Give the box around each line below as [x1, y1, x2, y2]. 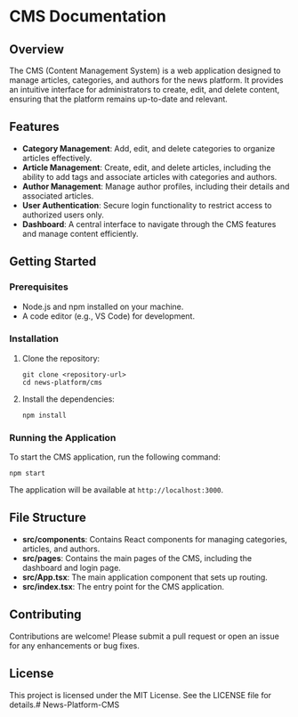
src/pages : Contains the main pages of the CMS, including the [21, 552, 252, 563]
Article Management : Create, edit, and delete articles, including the [21, 162, 271, 173]
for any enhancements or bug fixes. [9, 640, 141, 651]
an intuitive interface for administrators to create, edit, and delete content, [9, 85, 280, 94]
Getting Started [9, 254, 97, 269]
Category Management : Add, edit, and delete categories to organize [21, 143, 276, 153]
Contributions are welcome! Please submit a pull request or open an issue [9, 631, 280, 641]
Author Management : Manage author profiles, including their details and [21, 181, 290, 191]
